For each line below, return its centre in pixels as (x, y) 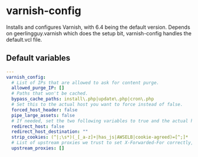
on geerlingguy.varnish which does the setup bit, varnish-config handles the (99, 33)
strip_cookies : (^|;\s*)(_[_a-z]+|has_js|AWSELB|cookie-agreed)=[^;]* (100, 137)
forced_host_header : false (44, 110)
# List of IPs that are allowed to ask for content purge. (85, 83)
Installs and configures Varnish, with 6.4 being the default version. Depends (98, 27)
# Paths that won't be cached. (50, 93)
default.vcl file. (24, 39)
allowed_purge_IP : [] (38, 88)
